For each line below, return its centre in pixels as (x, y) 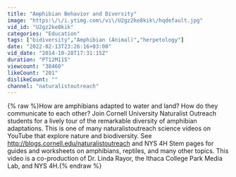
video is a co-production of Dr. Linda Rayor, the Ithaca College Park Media (115, 159)
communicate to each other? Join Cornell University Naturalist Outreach (112, 114)
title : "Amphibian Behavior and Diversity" (72, 14)
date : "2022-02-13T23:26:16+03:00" (60, 47)
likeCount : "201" (33, 73)
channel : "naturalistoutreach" (53, 86)
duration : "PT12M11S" (39, 60)
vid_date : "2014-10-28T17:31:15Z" (58, 54)
